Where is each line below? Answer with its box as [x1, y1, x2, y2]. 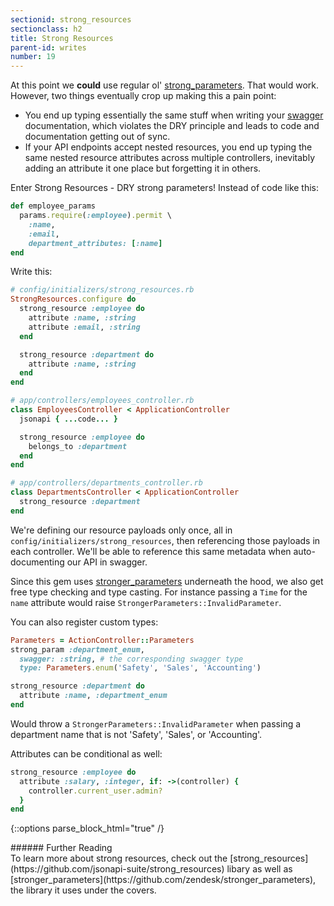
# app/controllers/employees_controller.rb [10, 396, 195, 406]
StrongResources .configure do [10, 294, 137, 305]
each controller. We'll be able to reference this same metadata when [10, 545, 292, 557]
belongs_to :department [28, 441, 128, 451]
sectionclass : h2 [10, 24, 83, 34]
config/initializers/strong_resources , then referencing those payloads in [10, 534, 321, 546]
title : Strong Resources [10, 33, 114, 43]
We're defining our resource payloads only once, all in [10, 524, 233, 536]
